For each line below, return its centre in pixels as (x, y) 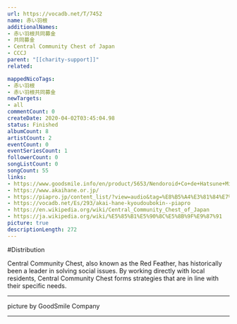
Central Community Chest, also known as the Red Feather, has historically (115, 263)
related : (20, 66)
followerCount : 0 (33, 158)
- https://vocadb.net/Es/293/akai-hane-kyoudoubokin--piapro (99, 204)
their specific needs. (37, 285)
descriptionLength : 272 (42, 230)
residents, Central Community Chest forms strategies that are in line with (113, 278)
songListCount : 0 (33, 164)
